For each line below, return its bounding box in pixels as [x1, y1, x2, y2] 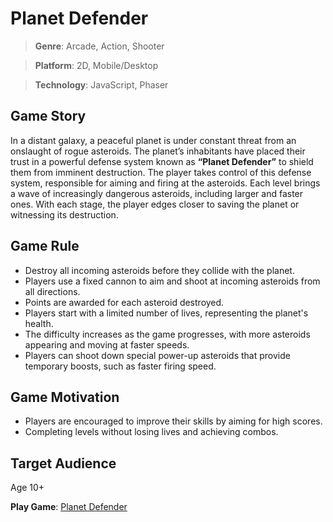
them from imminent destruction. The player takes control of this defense [10, 166, 312, 178]
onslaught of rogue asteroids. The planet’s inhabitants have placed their [10, 145, 306, 157]
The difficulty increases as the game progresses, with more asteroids [24, 328, 311, 340]
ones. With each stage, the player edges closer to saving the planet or [10, 198, 300, 210]
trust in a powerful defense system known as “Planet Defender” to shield [10, 155, 314, 167]
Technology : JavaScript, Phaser [34, 78, 169, 91]
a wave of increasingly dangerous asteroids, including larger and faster [10, 187, 304, 199]
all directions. [24, 285, 81, 297]
